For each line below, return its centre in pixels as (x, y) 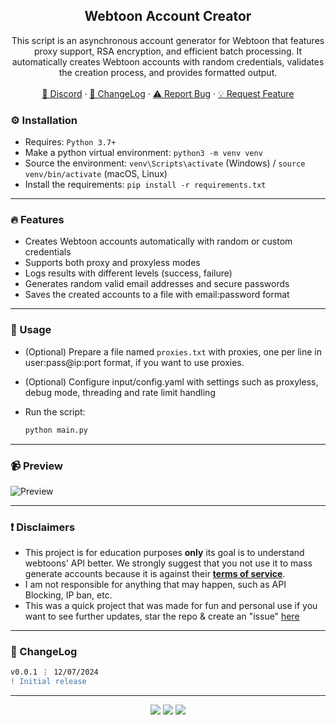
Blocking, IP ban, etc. (68, 595)
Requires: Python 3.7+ (70, 142)
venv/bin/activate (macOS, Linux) (96, 174)
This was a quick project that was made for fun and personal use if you (171, 606)
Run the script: (55, 411)
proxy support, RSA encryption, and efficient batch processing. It (168, 51)
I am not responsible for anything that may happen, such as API (155, 585)
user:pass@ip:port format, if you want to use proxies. (134, 362)
